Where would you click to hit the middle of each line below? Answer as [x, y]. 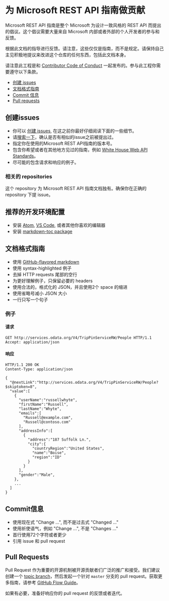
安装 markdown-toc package [43, 231]
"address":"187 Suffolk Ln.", [59, 440]
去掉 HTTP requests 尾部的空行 [45, 274]
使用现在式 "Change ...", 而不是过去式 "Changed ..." [65, 522]
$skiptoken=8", [21, 387]
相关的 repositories [29, 177]
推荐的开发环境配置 [35, 212]
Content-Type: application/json [39, 369]
